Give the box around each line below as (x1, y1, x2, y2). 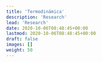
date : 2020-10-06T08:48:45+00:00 (6, 25, 88, 31)
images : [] (6, 42, 33, 48)
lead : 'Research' (6, 19, 49, 25)
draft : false (6, 36, 38, 42)
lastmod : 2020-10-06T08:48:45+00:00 (6, 31, 96, 37)
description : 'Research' (6, 14, 67, 20)
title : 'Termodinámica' (6, 8, 65, 15)
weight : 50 (6, 47, 33, 53)
